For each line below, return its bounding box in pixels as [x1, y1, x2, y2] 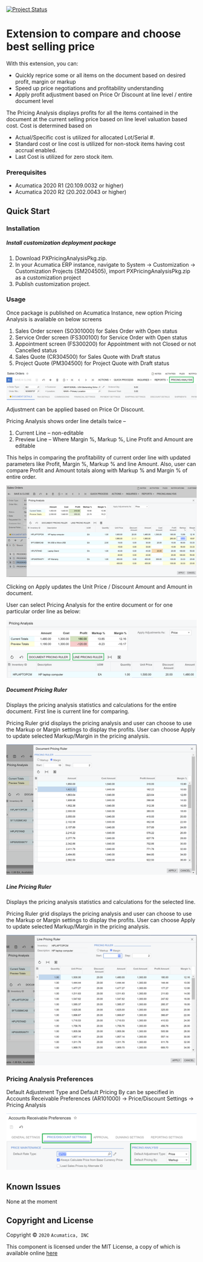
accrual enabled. [14, 146, 57, 154]
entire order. [6, 473, 37, 481]
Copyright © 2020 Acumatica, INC [6, 1231, 89, 1239]
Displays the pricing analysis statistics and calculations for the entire [6, 701, 177, 709]
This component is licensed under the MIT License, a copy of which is [6, 1243, 181, 1250]
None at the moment [6, 1198, 57, 1205]
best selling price [6, 40, 95, 54]
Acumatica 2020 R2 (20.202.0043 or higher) [14, 189, 127, 196]
